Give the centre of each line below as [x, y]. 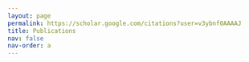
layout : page [29, 16]
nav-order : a [29, 46]
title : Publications [42, 31]
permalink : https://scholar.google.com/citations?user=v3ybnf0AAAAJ [124, 23]
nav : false [26, 38]
